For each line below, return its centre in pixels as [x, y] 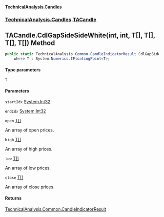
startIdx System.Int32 [28, 102]
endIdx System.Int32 [26, 111]
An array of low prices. [28, 168]
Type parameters [23, 70]
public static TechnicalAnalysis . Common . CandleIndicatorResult [71, 54]
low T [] [12, 158]
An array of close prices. [30, 187]
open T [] [13, 121]
